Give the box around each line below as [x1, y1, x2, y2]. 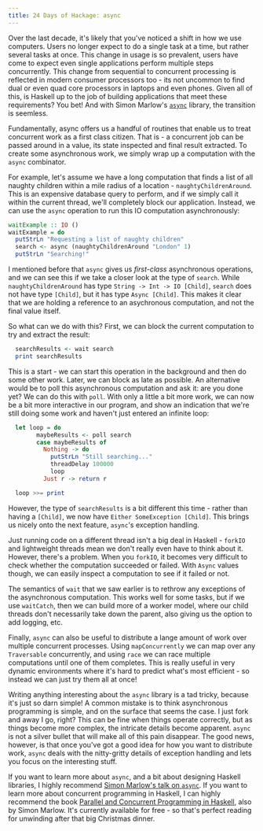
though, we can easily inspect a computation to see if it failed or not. [8, 568, 230, 578]
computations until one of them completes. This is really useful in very [8, 658, 236, 667]
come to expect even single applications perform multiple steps [8, 58, 214, 68]
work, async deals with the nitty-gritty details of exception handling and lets [8, 748, 252, 758]
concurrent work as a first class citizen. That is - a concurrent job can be [8, 131, 244, 142]
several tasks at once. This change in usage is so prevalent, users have [8, 50, 239, 59]
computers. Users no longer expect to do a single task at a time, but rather [8, 41, 250, 51]
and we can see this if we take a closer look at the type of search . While [8, 273, 240, 282]
